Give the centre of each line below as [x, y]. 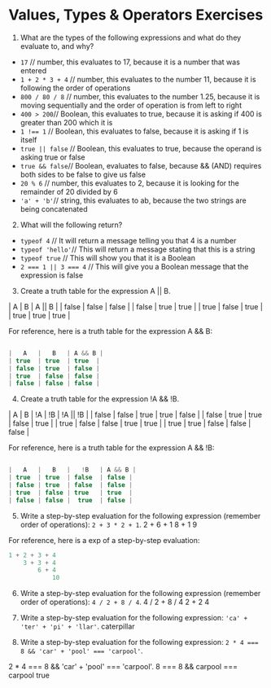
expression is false [52, 275]
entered [33, 70]
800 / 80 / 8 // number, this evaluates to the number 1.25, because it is [140, 96]
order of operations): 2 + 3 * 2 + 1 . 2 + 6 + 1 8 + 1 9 [109, 524]
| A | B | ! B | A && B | [72, 470]
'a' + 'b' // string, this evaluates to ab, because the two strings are [133, 200]
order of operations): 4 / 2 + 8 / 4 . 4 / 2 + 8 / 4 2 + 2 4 [115, 602]
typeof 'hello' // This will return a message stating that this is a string [138, 249]
